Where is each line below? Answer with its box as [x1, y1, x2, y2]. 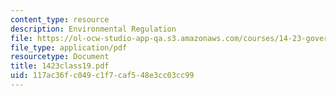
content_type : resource [10, 14, 110, 25]
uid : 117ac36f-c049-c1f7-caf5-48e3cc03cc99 [10, 71, 195, 81]
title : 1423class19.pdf [10, 61, 110, 71]
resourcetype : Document [10, 52, 110, 62]
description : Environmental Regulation [10, 24, 177, 34]
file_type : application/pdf [10, 42, 128, 53]
